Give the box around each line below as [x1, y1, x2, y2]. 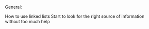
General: [5, 4, 22, 10]
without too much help [5, 19, 50, 24]
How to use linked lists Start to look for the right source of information [5, 14, 145, 19]
